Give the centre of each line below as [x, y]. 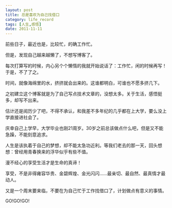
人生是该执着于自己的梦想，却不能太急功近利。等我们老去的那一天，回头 [81, 145]
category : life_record [29, 19]
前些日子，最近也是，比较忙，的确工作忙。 [50, 44]
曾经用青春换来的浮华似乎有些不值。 [52, 152]
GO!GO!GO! [17, 201]
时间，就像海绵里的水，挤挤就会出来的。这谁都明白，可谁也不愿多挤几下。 [84, 83]
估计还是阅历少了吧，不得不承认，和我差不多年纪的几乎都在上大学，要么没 [84, 111]
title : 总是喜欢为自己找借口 [33, 15]
